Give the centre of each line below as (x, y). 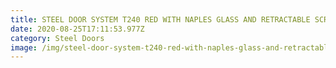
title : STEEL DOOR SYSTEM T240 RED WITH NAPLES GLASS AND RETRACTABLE (160, 19)
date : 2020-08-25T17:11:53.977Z (77, 29)
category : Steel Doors (57, 38)
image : (24, 47)
